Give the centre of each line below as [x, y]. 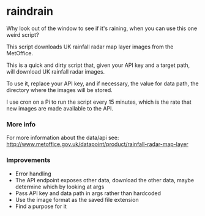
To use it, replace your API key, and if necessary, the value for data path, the [102, 83]
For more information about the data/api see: [63, 138]
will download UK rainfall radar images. [56, 71]
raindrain [30, 11]
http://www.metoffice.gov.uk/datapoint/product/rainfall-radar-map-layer [97, 144]
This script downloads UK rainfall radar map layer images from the [90, 47]
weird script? [23, 34]
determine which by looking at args [60, 187]
